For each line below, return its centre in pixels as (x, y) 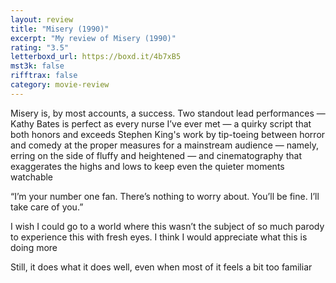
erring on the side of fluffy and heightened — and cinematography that (156, 155)
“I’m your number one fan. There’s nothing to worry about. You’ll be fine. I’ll (165, 196)
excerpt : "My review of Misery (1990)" (93, 38)
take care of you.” (47, 207)
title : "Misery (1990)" (60, 29)
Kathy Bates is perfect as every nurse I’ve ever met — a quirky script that (161, 123)
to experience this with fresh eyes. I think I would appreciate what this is (159, 237)
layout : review (42, 19)
